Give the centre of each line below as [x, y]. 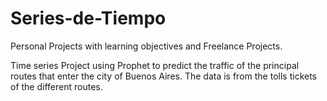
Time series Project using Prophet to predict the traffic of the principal [155, 65]
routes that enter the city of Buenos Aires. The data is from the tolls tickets [163, 76]
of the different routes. [56, 86]
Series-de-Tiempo [88, 18]
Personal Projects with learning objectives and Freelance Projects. [146, 46]
